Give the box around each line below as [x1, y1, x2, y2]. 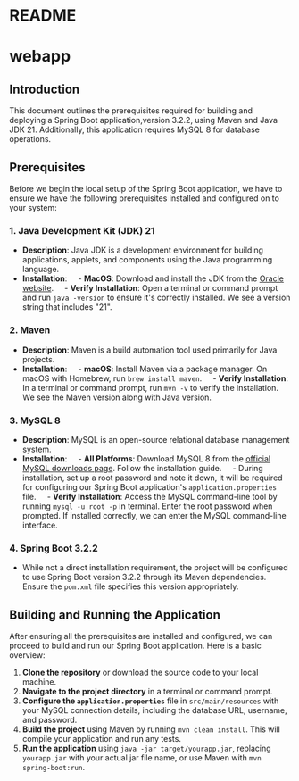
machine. [21, 677, 57, 687]
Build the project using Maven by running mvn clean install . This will [21, 724, 281, 735]
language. [21, 264, 60, 275]
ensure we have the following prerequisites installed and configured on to [9, 193, 279, 204]
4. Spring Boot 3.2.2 [9, 542, 98, 554]
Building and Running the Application [9, 607, 221, 622]
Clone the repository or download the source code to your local [21, 667, 259, 677]
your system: [9, 203, 58, 212]
